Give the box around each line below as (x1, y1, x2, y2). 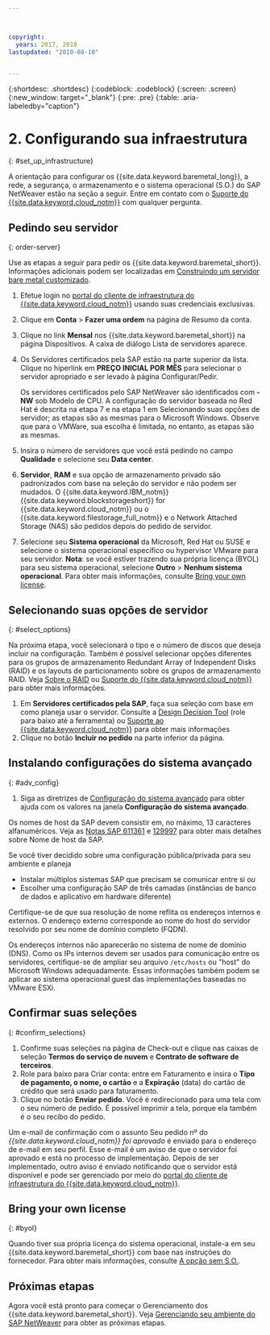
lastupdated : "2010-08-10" (8, 48, 99, 56)
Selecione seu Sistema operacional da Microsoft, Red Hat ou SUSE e (19, 537, 251, 547)
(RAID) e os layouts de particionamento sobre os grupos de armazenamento (8, 666, 261, 676)
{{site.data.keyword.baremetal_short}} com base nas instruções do (8, 1247, 231, 1258)
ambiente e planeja (8, 859, 72, 868)
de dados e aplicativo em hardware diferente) (19, 892, 172, 901)
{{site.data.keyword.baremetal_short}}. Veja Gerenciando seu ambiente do (8, 1309, 255, 1319)
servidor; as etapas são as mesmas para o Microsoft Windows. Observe (19, 413, 260, 423)
